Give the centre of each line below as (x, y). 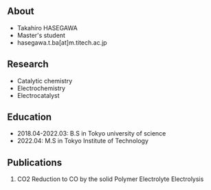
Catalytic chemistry (45, 81)
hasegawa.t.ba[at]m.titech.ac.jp (62, 42)
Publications (35, 162)
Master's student (41, 35)
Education (30, 117)
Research (28, 64)
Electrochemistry (41, 88)
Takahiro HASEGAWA (47, 28)
